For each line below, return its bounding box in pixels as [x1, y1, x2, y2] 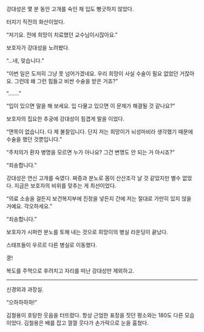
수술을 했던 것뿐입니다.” [6, 136, 63, 143]
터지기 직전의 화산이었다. [6, 18, 65, 26]
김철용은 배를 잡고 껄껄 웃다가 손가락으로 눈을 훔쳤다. [24, 319, 149, 327]
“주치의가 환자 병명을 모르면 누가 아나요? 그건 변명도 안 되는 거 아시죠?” [6, 148, 175, 156]
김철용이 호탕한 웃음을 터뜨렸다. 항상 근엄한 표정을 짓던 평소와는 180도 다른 [6, 312, 183, 319]
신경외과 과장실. [6, 286, 44, 293]
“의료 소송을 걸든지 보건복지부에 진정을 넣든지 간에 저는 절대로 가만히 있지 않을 [6, 195, 192, 202]
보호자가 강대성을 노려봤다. [6, 44, 70, 51]
